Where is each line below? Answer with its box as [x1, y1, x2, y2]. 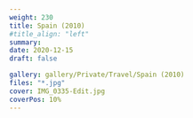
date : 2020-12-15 [9, 46, 74, 55]
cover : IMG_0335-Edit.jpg [9, 86, 105, 96]
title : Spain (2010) [9, 21, 86, 30]
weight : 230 [9, 12, 53, 22]
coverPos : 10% [9, 95, 62, 104]
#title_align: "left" [9, 29, 90, 38]
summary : [9, 37, 42, 47]
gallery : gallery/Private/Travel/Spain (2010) [9, 70, 185, 80]
